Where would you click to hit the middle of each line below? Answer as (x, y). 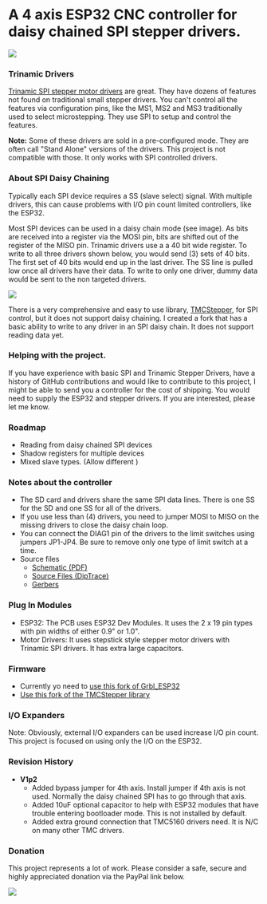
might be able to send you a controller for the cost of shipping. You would (129, 389)
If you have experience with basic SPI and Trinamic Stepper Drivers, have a (132, 373)
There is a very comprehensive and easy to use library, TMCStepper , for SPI (133, 310)
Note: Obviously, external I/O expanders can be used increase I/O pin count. (133, 732)
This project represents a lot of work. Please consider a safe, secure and (128, 868)
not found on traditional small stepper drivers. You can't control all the (123, 100)
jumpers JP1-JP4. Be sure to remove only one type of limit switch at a (134, 542)
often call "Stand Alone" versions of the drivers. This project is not (117, 149)
